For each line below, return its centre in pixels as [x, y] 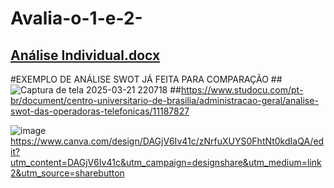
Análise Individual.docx [85, 55]
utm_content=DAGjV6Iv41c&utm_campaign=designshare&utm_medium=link [166, 162]
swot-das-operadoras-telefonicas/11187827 [100, 111]
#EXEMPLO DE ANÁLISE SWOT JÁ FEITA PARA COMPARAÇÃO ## [146, 79]
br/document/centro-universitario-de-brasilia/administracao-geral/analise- [164, 100]
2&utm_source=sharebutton [67, 173]
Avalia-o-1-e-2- [76, 18]
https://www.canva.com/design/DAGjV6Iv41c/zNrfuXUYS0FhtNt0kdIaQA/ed [167, 141]
